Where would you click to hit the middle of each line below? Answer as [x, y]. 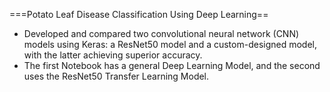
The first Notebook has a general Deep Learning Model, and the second [172, 65]
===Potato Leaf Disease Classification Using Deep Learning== [139, 14]
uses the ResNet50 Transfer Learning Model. [116, 76]
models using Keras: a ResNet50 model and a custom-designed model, [170, 44]
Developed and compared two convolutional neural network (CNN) [161, 33]
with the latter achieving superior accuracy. [113, 55]
